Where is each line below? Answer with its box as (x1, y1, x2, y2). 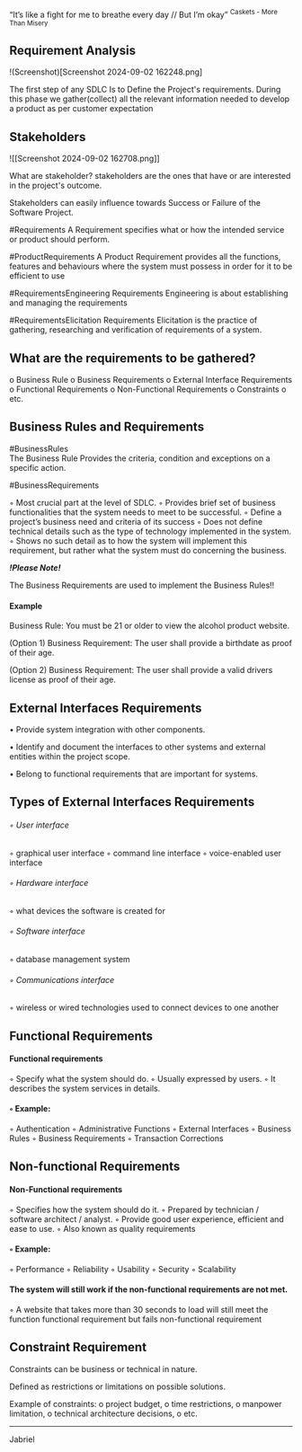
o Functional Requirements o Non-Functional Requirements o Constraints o (9, 384, 287, 394)
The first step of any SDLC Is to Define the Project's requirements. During (9, 84, 281, 95)
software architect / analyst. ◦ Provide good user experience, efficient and (9, 1213, 285, 1225)
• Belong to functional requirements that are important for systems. (9, 768, 259, 779)
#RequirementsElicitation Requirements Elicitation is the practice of (9, 314, 258, 326)
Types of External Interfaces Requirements (9, 794, 255, 810)
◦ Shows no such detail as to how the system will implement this (9, 535, 247, 546)
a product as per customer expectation (9, 103, 154, 114)
